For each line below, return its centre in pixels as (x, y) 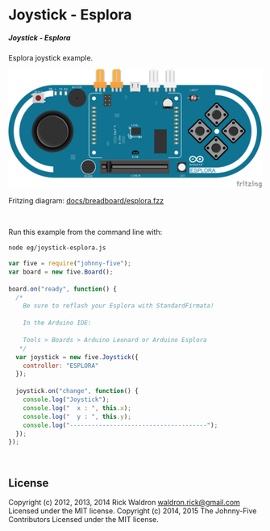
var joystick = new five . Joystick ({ (77, 357)
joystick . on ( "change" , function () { (77, 391)
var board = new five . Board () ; (61, 272)
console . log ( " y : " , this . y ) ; (77, 416)
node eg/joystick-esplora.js (57, 248)
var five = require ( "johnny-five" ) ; (70, 264)
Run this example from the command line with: (85, 232)
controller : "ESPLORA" (61, 366)
